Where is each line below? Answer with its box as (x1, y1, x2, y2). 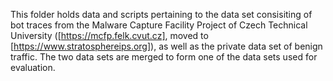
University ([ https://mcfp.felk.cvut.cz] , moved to (10, 30, 209, 41)
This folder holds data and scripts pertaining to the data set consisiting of (10, 9, 313, 20)
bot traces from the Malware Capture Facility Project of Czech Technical (10, 19, 308, 31)
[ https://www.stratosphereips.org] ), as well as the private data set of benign (10, 40, 323, 52)
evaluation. (10, 62, 56, 73)
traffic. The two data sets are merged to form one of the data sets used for (10, 51, 318, 63)
